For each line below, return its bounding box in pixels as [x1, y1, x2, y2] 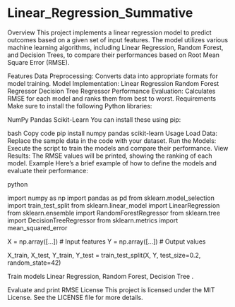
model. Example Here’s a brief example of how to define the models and [7, 158, 217, 167]
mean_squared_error [7, 223, 68, 232]
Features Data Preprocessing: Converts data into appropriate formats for [7, 72, 219, 80]
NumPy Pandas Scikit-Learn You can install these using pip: [7, 115, 181, 124]
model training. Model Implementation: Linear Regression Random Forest [7, 79, 219, 87]
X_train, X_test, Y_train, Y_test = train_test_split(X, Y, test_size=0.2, [7, 251, 201, 259]
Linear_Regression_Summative [7, 5, 193, 21]
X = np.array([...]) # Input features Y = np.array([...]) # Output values [7, 237, 206, 246]
